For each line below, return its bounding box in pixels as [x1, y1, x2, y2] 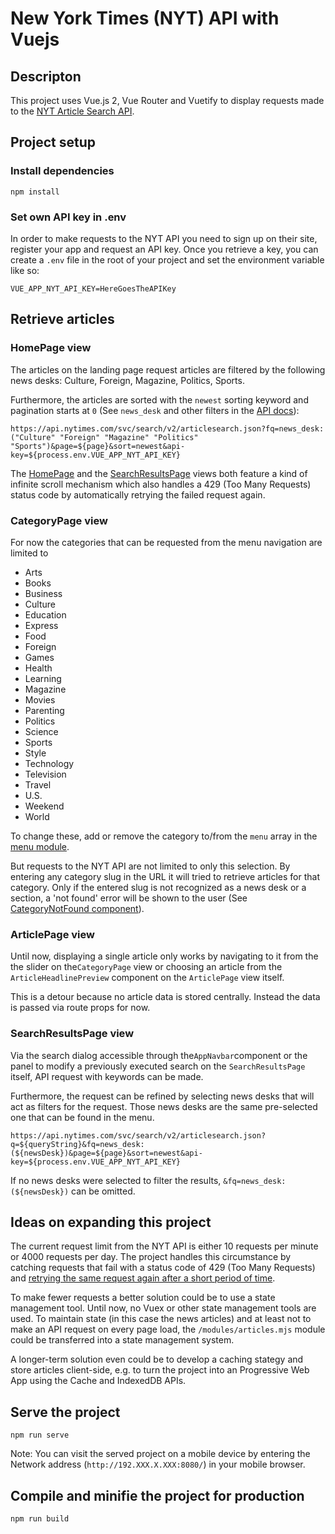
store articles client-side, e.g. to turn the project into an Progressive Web [10, 1364, 310, 1376]
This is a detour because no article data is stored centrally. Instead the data [10, 991, 321, 1003]
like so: [10, 264, 40, 276]
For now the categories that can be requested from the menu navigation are [10, 536, 323, 548]
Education [24, 608, 67, 621]
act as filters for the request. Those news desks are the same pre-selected [10, 1100, 318, 1112]
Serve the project [10, 1403, 121, 1421]
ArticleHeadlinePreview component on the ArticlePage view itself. [10, 972, 285, 984]
